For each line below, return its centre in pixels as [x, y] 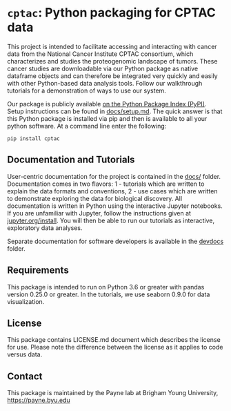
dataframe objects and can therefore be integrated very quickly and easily [113, 76]
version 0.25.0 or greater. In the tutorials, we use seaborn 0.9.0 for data [109, 294]
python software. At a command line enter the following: [87, 126]
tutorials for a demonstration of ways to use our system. [87, 90]
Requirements [38, 270]
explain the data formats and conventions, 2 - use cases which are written [112, 191]
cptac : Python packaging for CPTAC [111, 13]
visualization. [26, 301]
